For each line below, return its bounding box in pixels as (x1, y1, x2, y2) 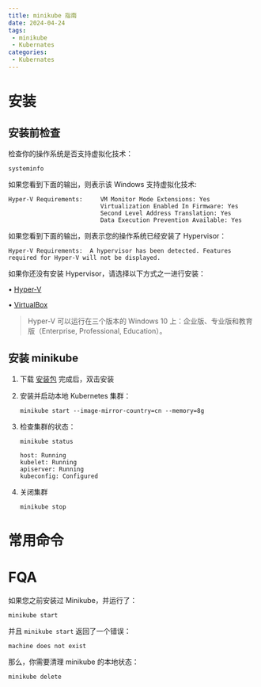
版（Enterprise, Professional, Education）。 (27, 326, 167, 335)
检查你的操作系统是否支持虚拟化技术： (8, 148, 133, 158)
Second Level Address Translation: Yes (100, 209, 232, 217)
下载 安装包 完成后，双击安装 (19, 374, 115, 384)
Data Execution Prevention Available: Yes (100, 216, 243, 224)
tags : (8, 26, 26, 34)
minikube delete (8, 673, 62, 681)
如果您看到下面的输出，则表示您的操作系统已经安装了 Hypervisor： (8, 231, 227, 240)
